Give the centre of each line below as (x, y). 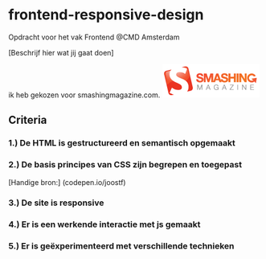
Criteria (28, 120)
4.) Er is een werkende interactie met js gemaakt (104, 224)
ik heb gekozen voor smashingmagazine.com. (84, 95)
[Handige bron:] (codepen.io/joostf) (67, 182)
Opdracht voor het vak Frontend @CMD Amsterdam (94, 37)
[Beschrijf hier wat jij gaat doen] (61, 52)
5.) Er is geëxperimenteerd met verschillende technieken (121, 246)
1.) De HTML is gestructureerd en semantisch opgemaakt (122, 143)
